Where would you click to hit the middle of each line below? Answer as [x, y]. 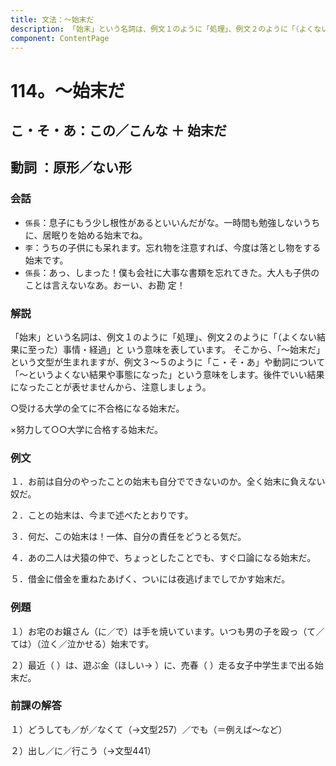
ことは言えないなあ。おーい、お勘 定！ [105, 285]
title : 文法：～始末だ [52, 19]
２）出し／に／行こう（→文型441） [83, 750]
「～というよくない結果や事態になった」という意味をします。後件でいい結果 [167, 374]
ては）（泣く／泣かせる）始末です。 [82, 643]
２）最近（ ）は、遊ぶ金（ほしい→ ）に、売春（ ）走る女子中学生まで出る [162, 665]
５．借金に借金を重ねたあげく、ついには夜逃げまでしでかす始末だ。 [150, 579]
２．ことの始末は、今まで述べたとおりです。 [102, 515]
